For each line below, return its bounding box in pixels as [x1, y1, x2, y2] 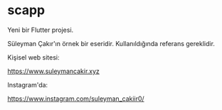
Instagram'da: [7, 80, 48, 89]
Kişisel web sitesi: [7, 53, 60, 62]
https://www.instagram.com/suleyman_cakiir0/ [7, 94, 144, 103]
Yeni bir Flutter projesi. [7, 26, 74, 34]
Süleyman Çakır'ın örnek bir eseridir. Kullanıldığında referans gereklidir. [7, 39, 216, 48]
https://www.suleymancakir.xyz [7, 67, 100, 75]
